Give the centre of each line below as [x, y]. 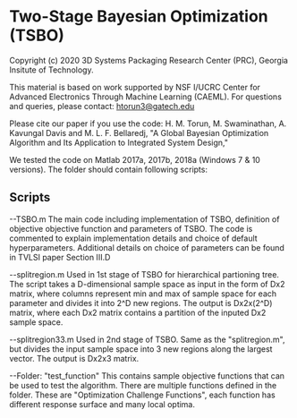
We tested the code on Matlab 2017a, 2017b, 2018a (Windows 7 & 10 [135, 159]
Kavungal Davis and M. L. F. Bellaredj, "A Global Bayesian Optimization [139, 132]
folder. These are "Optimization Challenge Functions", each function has [142, 395]
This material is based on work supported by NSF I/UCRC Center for [135, 87]
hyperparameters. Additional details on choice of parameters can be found [147, 247]
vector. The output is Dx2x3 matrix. [74, 358]
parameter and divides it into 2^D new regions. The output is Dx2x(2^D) [141, 303]
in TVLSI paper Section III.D [60, 257]
